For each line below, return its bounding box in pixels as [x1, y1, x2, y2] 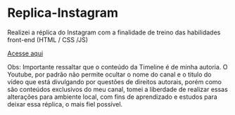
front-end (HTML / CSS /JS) [7, 35, 88, 43]
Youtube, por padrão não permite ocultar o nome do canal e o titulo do [7, 70, 212, 79]
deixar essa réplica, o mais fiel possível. [7, 100, 123, 108]
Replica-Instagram [7, 5, 118, 21]
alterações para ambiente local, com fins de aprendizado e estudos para [7, 93, 218, 101]
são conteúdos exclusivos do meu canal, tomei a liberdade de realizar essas [7, 85, 229, 93]
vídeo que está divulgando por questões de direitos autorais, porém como [7, 77, 222, 86]
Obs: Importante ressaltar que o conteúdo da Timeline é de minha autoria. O [7, 62, 228, 71]
